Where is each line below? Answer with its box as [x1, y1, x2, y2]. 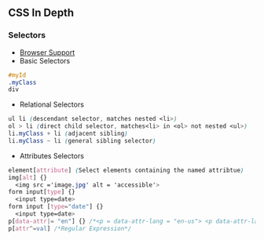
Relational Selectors [19, 100, 85, 109]
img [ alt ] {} [8, 173, 47, 181]
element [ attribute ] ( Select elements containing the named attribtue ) [8, 166, 244, 174]
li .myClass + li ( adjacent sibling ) [8, 129, 128, 138]
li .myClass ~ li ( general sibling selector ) [8, 136, 156, 144]
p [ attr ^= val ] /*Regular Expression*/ [8, 224, 132, 232]
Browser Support [19, 47, 75, 57]
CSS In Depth [8, 6, 75, 20]
